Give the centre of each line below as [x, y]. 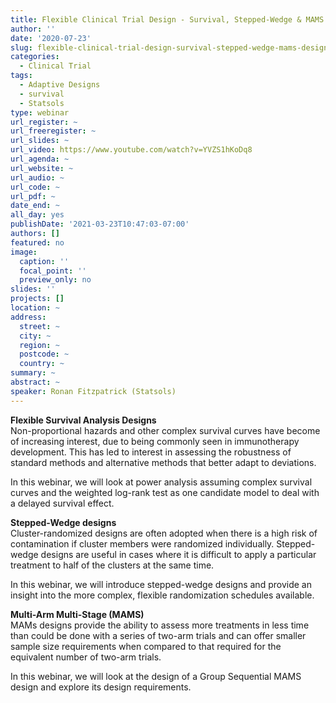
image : [24, 252]
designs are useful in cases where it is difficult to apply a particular [178, 554]
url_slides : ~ [40, 141]
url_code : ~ [35, 187]
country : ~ [42, 364]
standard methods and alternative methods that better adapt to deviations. [163, 462]
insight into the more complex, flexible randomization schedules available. [162, 595]
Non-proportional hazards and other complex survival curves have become [165, 430]
